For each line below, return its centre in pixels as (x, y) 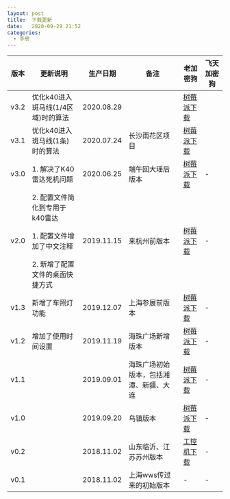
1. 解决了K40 (53, 169)
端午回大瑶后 (149, 169)
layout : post (26, 13)
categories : (24, 33)
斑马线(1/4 (49, 108)
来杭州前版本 (149, 241)
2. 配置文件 (50, 197)
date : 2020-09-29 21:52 (44, 26)
